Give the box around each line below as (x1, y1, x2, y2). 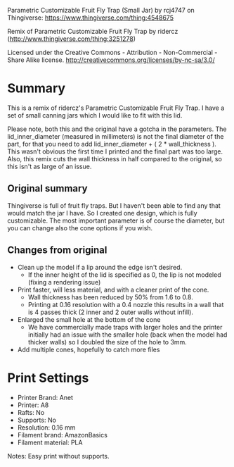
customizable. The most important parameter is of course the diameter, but (7, 216, 225, 225)
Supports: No (17, 416, 56, 424)
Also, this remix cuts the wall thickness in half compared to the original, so (7, 154, 223, 163)
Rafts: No (17, 408, 45, 416)
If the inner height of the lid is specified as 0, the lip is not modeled (27, 270, 221, 279)
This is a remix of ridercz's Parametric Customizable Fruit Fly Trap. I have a (7, 104, 225, 112)
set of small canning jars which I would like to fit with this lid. (7, 111, 183, 119)
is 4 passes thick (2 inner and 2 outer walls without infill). (27, 308, 193, 316)
